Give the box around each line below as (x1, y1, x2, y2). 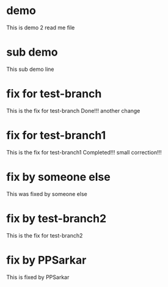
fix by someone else (6, 170, 111, 184)
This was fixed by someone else (6, 190, 87, 197)
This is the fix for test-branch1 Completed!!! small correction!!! (6, 148, 162, 156)
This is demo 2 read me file (6, 24, 75, 31)
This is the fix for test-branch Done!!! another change (6, 107, 141, 114)
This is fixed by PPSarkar (6, 273, 70, 281)
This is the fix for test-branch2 (6, 231, 83, 239)
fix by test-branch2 (6, 211, 107, 225)
